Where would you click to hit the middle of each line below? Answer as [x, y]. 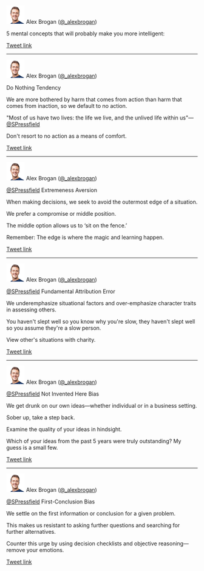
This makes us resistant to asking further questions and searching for [93, 525]
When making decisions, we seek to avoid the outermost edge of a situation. [102, 202]
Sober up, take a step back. [41, 417]
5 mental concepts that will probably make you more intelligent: [86, 34]
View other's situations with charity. [51, 340]
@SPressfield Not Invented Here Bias [53, 394]
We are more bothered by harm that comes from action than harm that [94, 99]
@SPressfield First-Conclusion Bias [51, 502]
